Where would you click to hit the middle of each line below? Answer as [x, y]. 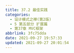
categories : [18, 15]
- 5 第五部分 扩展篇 [29, 24]
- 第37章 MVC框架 [27, 29]
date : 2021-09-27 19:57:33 [34, 38]
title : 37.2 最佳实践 [27, 10]
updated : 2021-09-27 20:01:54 [37, 43]
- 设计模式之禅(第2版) [31, 19]
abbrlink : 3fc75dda [26, 33]
